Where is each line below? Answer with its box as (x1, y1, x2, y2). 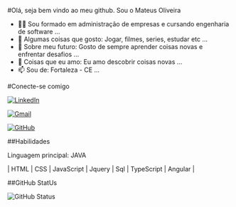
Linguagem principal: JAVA (7, 151, 87, 159)
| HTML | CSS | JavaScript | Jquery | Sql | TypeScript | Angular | (7, 165, 195, 173)
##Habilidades (7, 137, 50, 145)
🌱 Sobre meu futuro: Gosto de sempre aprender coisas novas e (17, 43, 203, 51)
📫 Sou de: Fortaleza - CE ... (17, 65, 100, 74)
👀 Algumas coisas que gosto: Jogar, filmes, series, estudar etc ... (17, 35, 208, 43)
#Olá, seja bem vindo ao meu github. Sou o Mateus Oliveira (7, 6, 181, 14)
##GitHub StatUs (7, 179, 58, 187)
